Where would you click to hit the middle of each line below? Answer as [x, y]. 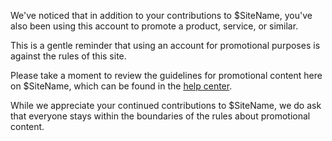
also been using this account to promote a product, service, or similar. [154, 26]
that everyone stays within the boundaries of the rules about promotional [160, 116]
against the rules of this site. [68, 56]
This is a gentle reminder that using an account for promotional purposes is [165, 45]
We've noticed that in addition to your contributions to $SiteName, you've [161, 15]
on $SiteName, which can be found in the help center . [121, 86]
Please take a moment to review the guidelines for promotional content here [166, 75]
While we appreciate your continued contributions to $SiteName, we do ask [166, 105]
